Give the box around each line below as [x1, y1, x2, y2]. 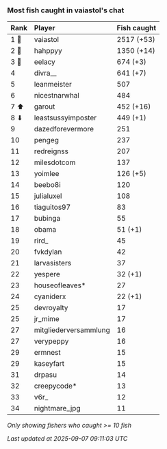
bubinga [34, 214, 61, 223]
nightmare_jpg [34, 404, 81, 413]
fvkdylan [34, 247, 62, 256]
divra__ [34, 68, 57, 78]
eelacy [34, 57, 56, 67]
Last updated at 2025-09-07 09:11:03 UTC [7, 435, 128, 443]
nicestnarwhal [34, 91, 80, 100]
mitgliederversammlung [34, 325, 111, 335]
